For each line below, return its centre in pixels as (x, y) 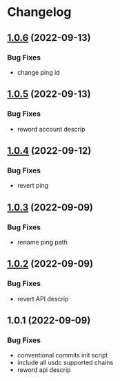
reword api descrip (44, 370)
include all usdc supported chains (65, 363)
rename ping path (42, 242)
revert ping (33, 186)
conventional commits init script (62, 355)
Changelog (39, 12)
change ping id (38, 72)
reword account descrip (51, 129)
